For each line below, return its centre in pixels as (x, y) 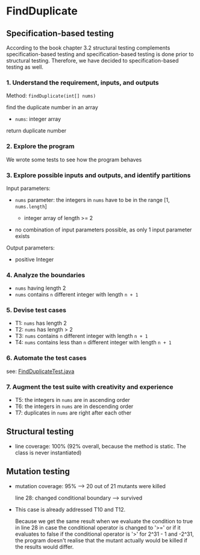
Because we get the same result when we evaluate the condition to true (104, 521)
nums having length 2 (40, 288)
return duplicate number (36, 131)
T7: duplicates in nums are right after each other (73, 413)
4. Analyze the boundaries (46, 275)
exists (22, 236)
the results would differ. (44, 547)
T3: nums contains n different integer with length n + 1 (81, 336)
